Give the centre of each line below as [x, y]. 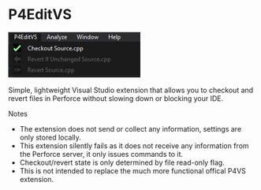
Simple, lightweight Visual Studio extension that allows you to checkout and [131, 90]
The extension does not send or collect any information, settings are [130, 129]
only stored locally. [50, 137]
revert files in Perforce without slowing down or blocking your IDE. [116, 98]
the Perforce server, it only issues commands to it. [101, 154]
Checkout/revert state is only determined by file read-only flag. [122, 162]
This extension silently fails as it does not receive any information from [134, 145]
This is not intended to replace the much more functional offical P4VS [133, 170]
